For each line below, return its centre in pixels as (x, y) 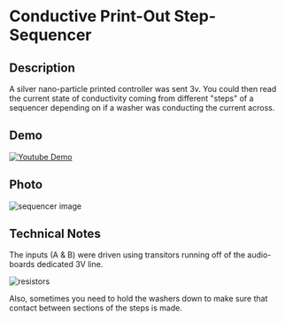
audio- (259, 255)
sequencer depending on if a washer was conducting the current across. (142, 107)
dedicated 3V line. (70, 264)
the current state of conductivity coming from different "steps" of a (131, 98)
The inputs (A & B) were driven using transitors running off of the (127, 255)
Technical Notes (55, 234)
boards (22, 264)
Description (42, 68)
